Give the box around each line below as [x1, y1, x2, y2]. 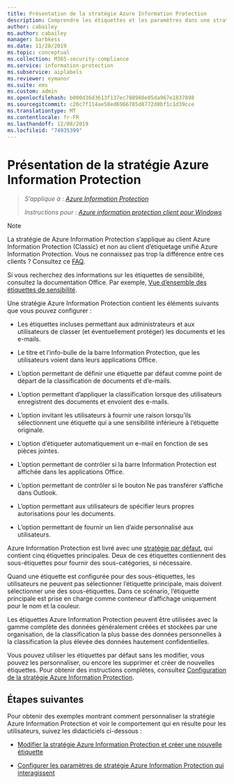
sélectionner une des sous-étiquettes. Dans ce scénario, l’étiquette [7, 587, 200, 596]
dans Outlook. [17, 489, 58, 497]
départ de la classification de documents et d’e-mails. [17, 377, 172, 385]
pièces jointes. [17, 447, 59, 455]
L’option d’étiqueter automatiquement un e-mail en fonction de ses [17, 440, 209, 448]
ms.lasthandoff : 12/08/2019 [7, 120, 89, 128]
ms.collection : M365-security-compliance [7, 56, 130, 63]
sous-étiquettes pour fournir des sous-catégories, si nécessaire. [7, 559, 193, 567]
